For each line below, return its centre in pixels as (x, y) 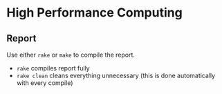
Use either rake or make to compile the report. (71, 55)
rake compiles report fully (53, 68)
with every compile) (45, 83)
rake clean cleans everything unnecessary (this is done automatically (116, 75)
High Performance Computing (94, 13)
